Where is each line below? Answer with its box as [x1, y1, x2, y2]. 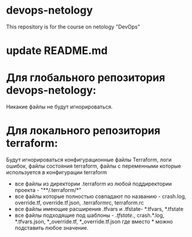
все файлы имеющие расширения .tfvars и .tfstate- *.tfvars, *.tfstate [14, 206, 184, 212]
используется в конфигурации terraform [6, 169, 108, 175]
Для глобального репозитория [6, 71, 165, 85]
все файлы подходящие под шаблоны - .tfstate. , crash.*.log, [14, 212, 165, 219]
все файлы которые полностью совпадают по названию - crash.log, [14, 193, 187, 200]
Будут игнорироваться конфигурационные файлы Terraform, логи [6, 156, 172, 163]
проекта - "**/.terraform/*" [14, 187, 82, 193]
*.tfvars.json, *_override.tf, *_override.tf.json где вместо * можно [14, 218, 173, 225]
